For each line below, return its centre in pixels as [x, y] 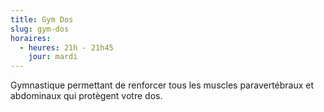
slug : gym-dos [40, 29]
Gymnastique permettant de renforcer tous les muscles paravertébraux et [162, 85]
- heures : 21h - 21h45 [66, 47]
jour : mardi [53, 57]
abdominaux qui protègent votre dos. [86, 96]
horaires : [31, 38]
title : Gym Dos [42, 19]
